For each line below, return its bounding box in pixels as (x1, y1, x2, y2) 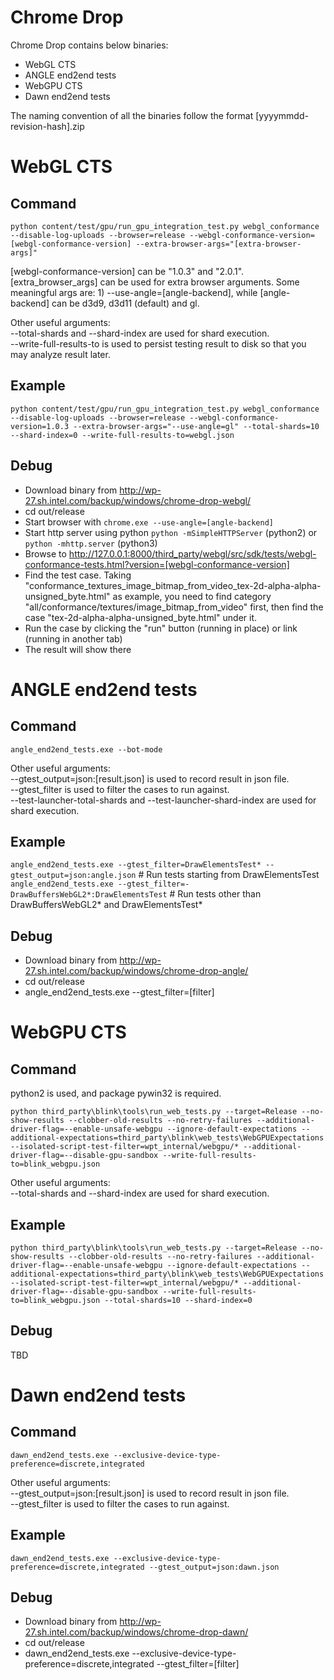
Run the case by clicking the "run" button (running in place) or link (24, 622, 298, 634)
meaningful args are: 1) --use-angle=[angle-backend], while (10, 286, 258, 298)
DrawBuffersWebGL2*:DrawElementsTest (10, 890, 168, 900)
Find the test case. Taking (24, 569, 132, 581)
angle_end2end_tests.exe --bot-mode (10, 744, 163, 755)
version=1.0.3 (10, 421, 70, 431)
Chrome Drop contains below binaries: (10, 39, 169, 51)
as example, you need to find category (112, 590, 272, 602)
